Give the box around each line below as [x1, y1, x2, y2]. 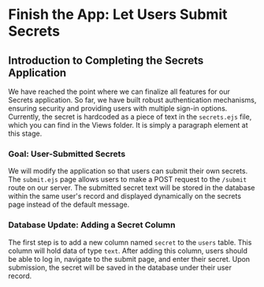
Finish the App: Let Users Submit [8, 6, 228, 24]
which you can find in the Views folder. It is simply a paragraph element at [8, 121, 248, 129]
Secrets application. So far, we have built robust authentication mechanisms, [8, 95, 257, 104]
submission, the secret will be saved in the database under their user [8, 263, 232, 272]
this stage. [8, 129, 43, 138]
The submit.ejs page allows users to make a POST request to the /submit [8, 175, 247, 184]
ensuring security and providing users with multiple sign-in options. [8, 104, 228, 113]
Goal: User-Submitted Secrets [8, 148, 126, 159]
